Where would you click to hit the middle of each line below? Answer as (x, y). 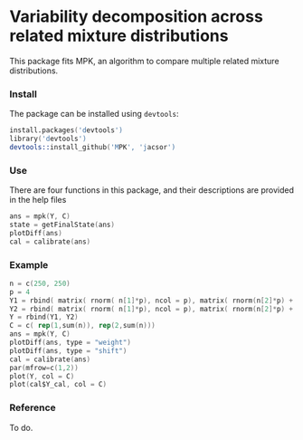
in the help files (38, 200)
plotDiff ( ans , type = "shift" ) (68, 350)
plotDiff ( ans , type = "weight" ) (70, 343)
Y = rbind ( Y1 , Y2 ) (44, 317)
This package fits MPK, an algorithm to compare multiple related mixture (144, 61)
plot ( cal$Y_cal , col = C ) (58, 385)
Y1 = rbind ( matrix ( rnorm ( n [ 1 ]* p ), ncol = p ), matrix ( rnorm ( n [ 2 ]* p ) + (151, 301)
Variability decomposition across (137, 17)
